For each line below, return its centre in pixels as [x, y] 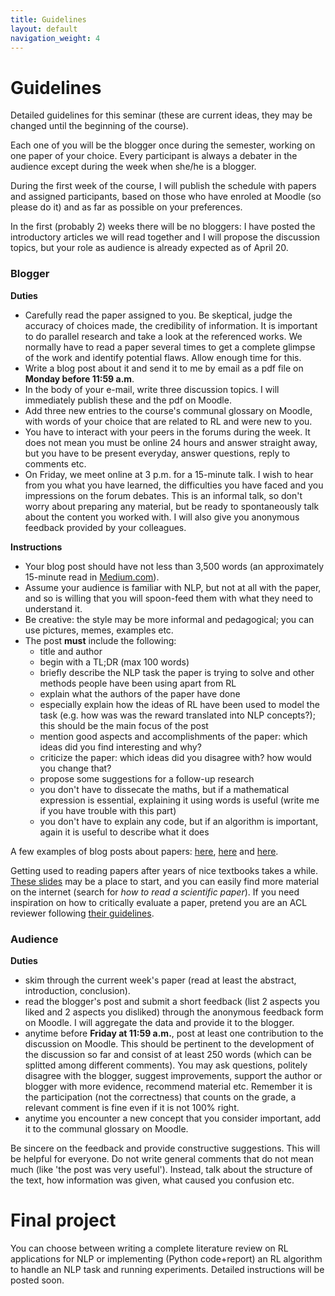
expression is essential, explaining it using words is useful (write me [179, 800]
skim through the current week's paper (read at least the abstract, [160, 980]
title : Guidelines [48, 19]
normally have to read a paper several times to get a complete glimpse [170, 347]
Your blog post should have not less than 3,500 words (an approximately [174, 566]
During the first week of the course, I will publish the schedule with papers [163, 186]
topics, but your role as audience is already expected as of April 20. [149, 248]
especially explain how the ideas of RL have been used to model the [179, 704]
